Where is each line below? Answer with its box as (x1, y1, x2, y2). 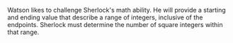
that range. (7, 28, 40, 36)
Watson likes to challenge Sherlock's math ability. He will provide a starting (7, 6, 227, 14)
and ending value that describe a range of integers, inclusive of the (7, 13, 203, 21)
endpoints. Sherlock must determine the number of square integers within (7, 21, 223, 28)
